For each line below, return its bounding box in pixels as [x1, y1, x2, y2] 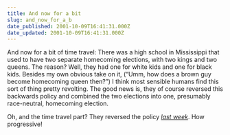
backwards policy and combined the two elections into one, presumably [7, 92, 211, 101]
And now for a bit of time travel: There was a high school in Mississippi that [7, 48, 220, 56]
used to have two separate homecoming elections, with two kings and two [7, 56, 218, 64]
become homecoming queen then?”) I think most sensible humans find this [7, 77, 219, 86]
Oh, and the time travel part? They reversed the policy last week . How [7, 113, 205, 121]
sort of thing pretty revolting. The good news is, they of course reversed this [7, 85, 223, 93]
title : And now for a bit [7, 10, 81, 17]
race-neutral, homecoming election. [7, 99, 108, 107]
